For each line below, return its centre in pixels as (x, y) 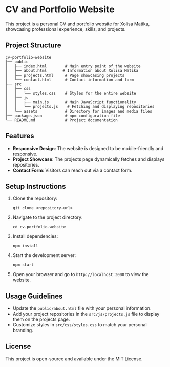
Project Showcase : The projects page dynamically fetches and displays (89, 159)
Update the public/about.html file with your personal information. (82, 308)
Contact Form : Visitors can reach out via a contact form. (72, 170)
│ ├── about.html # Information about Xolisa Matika (72, 70)
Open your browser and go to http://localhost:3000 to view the (81, 274)
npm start (23, 265)
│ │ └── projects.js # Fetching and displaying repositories (80, 106)
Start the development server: (44, 255)
